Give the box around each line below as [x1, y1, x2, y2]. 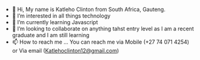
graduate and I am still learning [12, 32, 90, 39]
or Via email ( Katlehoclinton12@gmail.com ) [12, 47, 119, 54]
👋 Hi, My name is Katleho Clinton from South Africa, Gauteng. [12, 6, 165, 13]
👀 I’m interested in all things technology [12, 12, 111, 19]
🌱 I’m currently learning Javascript [12, 19, 98, 25]
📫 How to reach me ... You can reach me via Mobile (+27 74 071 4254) [12, 38, 190, 45]
